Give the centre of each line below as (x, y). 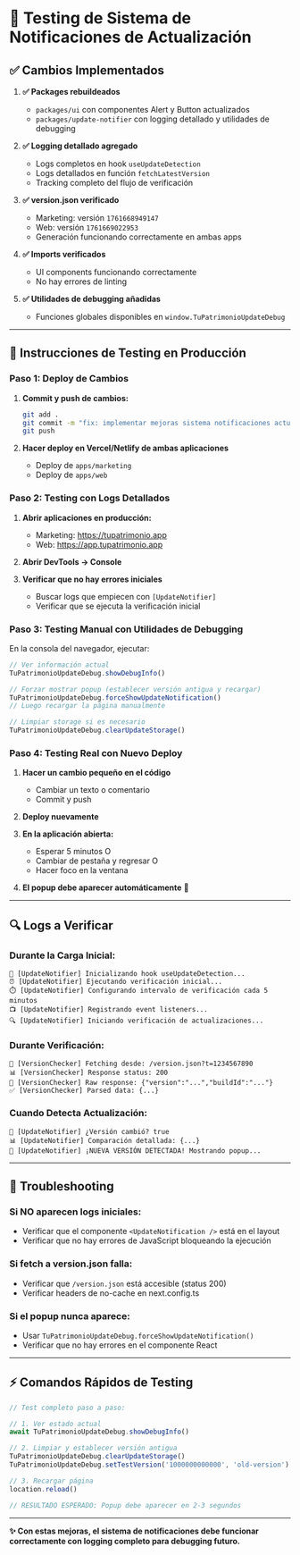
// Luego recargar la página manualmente (87, 706)
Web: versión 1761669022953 (87, 227)
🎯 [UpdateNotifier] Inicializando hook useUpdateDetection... (127, 974)
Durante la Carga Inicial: (62, 955)
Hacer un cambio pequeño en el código (96, 773)
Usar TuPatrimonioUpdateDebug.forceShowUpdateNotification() (138, 1335)
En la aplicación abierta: (68, 834)
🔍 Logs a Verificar (61, 925)
